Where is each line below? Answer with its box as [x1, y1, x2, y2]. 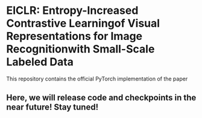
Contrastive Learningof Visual [6, 16, 160, 30]
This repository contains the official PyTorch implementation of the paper [6, 75, 188, 82]
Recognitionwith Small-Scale [6, 42, 155, 56]
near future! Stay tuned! [6, 102, 98, 113]
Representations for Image [6, 30, 143, 43]
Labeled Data [6, 55, 74, 69]
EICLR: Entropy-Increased [6, 4, 139, 18]
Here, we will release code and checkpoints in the [6, 93, 197, 103]
